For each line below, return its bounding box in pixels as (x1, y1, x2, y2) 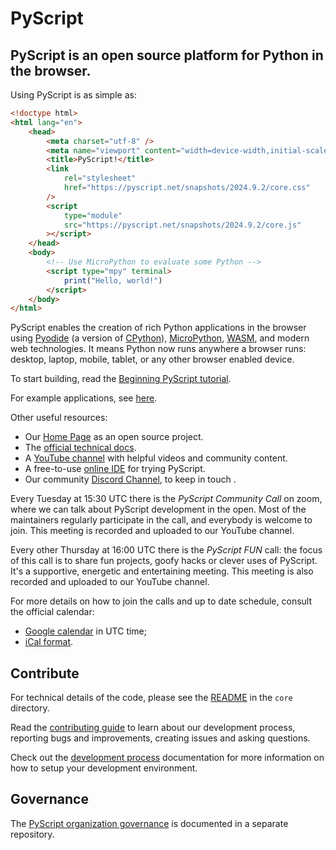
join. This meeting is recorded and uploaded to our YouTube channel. (10, 525, 295, 537)
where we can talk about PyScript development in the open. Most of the (10, 503, 307, 516)
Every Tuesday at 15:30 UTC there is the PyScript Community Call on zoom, (10, 493, 323, 505)
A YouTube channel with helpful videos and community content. (24, 452, 288, 464)
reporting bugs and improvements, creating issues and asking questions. (10, 732, 311, 744)
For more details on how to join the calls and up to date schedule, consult (10, 595, 312, 607)
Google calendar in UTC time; (24, 625, 148, 637)
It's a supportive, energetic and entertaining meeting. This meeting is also (10, 565, 314, 577)
